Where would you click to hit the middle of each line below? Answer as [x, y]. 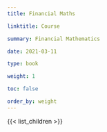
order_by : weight [32, 101]
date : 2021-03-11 [32, 51]
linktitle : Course [33, 26]
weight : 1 [21, 76]
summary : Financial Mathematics [53, 39]
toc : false [23, 89]
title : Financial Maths [41, 14]
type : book [23, 64]
